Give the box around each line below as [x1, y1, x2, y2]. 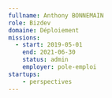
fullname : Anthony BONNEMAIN [8, 11, 104, 20]
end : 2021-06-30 [22, 48, 77, 56]
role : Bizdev [8, 19, 51, 27]
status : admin [22, 56, 69, 64]
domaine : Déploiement [8, 26, 80, 34]
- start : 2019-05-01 [15, 41, 83, 49]
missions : [8, 33, 41, 42]
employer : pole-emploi [22, 63, 97, 71]
